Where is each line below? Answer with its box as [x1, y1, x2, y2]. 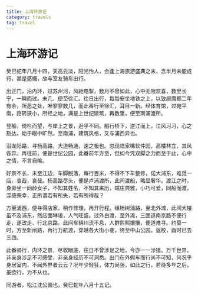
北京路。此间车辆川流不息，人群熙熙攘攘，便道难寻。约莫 [42, 219, 181, 227]
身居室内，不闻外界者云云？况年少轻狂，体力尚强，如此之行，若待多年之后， [6, 261, 192, 269]
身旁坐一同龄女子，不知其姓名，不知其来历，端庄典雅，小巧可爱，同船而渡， [6, 185, 192, 192]
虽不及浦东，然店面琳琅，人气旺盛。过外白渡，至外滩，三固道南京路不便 [6, 212, 181, 219]
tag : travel [6, 20, 35, 25]
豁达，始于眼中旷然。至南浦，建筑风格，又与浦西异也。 [6, 130, 140, 137]
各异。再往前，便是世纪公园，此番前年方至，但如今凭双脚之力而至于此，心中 [6, 150, 192, 157]
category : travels [6, 14, 51, 20]
